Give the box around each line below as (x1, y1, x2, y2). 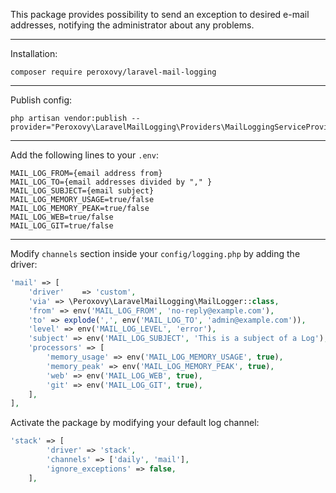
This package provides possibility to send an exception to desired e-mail (10, 9, 310, 20)
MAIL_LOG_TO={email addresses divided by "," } (10, 177, 213, 187)
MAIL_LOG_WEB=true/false (10, 212, 114, 222)
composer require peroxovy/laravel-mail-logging (10, 67, 217, 77)
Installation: (10, 48, 58, 59)
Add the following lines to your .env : (10, 149, 159, 161)
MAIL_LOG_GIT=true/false (10, 221, 114, 231)
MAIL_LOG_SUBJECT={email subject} (10, 186, 155, 196)
